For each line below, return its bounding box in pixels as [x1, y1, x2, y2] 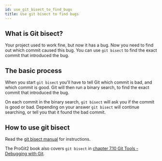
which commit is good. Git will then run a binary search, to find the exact [5, 85, 149, 90]
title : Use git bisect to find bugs [5, 12, 79, 16]
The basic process [5, 66, 62, 75]
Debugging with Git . [5, 150, 45, 156]
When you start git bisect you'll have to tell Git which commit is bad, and [5, 79, 152, 85]
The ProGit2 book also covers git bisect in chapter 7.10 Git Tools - [5, 146, 139, 151]
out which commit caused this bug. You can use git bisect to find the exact [5, 47, 157, 53]
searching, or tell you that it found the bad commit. [5, 109, 106, 115]
